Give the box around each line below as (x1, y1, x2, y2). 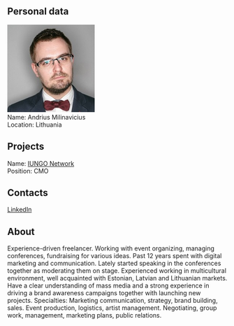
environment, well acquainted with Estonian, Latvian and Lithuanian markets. (7, 274, 228, 283)
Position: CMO (7, 166, 49, 175)
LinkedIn (7, 206, 32, 214)
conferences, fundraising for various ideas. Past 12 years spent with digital (7, 252, 222, 260)
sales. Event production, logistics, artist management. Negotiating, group (7, 304, 217, 312)
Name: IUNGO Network (7, 159, 75, 167)
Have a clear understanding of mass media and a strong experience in (7, 281, 210, 290)
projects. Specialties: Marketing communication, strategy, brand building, (7, 297, 218, 305)
